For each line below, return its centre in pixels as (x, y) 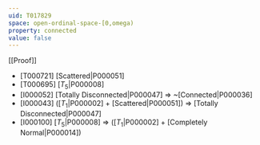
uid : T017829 (30, 16)
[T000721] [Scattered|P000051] (72, 76)
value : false (30, 38)
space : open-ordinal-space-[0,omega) (71, 23)
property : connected (43, 30)
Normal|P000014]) (50, 132)
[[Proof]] (23, 61)
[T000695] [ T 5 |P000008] (62, 86)
